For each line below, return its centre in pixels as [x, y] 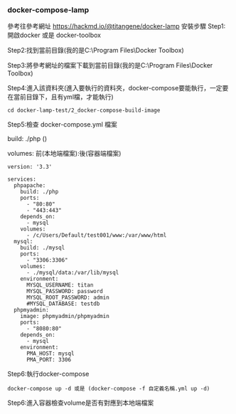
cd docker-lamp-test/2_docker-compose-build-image [84, 111]
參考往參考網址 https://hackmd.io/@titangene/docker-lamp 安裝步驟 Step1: [117, 26]
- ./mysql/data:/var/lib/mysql [73, 273]
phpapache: [30, 186]
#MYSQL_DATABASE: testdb [63, 304]
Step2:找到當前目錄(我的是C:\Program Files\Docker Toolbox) [96, 51]
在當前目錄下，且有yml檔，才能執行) [60, 97]
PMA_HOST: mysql [50, 354]
